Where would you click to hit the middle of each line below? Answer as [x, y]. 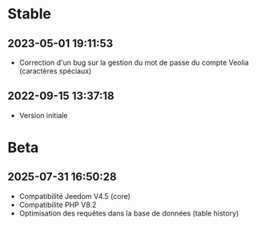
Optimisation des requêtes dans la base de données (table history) [129, 213]
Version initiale [43, 115]
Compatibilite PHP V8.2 [58, 204]
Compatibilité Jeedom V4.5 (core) [75, 196]
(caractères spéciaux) [55, 71]
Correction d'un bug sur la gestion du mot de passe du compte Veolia [134, 62]
